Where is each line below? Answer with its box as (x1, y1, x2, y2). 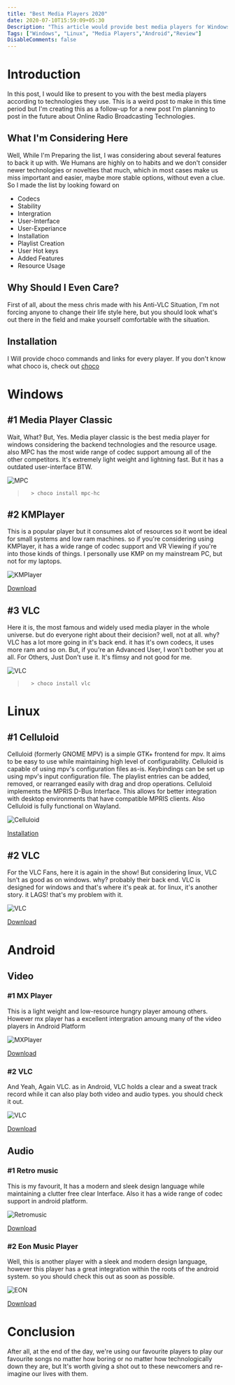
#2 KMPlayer (7, 508, 65, 520)
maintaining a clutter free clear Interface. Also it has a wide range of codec (7, 1189, 223, 1198)
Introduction (7, 67, 81, 83)
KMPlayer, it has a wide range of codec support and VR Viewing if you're (7, 542, 217, 550)
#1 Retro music (7, 1166, 59, 1175)
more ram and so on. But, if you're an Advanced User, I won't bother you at (7, 646, 224, 654)
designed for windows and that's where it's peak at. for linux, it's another (7, 883, 218, 891)
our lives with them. (31, 1370, 89, 1378)
